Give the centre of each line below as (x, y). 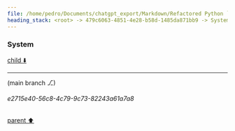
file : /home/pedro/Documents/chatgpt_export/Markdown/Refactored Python (115, 14)
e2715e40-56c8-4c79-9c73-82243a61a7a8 (71, 99)
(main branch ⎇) (31, 83)
